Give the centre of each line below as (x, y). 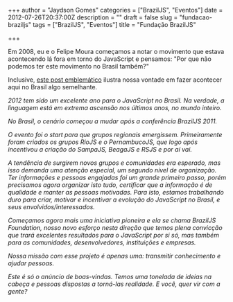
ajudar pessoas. (31, 263)
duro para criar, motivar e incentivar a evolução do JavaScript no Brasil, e (114, 199)
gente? (18, 291)
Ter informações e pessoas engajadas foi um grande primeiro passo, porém (117, 177)
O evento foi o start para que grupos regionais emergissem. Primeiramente (115, 135)
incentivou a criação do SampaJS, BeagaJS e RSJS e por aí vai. (100, 149)
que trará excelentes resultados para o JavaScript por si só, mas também (113, 235)
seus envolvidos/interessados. (52, 207)
